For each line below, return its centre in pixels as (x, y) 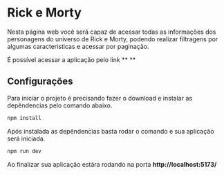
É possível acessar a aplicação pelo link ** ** (72, 59)
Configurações (40, 82)
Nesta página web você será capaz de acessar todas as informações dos (112, 32)
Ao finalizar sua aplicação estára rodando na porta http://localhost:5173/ (112, 164)
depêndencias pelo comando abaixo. (60, 105)
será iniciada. (26, 138)
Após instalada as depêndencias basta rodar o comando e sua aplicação (111, 131)
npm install (24, 118)
